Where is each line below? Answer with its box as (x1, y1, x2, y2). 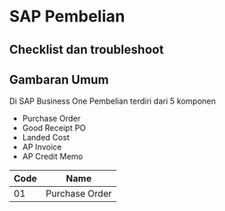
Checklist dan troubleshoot (9, 42, 164, 57)
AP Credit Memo (21, 151, 83, 162)
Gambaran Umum (9, 72, 110, 87)
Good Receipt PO (21, 122, 87, 133)
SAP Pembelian (9, 6, 125, 27)
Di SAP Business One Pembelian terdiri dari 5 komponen (9, 96, 216, 106)
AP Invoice (21, 141, 62, 153)
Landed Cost (21, 132, 70, 143)
